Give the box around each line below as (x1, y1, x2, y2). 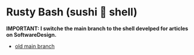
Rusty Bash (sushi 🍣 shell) (6, 5, 138, 19)
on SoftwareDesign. (6, 31, 57, 38)
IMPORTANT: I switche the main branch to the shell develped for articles (6, 25, 189, 32)
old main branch (14, 43, 55, 50)
